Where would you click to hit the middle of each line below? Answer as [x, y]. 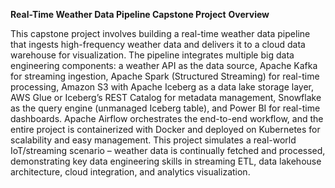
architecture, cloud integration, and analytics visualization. [130, 172]
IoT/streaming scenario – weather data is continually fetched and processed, [168, 150]
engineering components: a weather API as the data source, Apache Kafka [164, 65]
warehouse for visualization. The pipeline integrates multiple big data [152, 55]
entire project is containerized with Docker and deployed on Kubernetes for [165, 129]
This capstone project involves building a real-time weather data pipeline [160, 33]
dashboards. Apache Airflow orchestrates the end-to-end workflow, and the [167, 118]
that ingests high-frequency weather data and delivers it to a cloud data [158, 44]
